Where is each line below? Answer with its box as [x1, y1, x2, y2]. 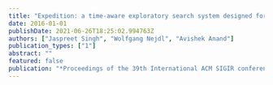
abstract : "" [8, 49, 53, 57]
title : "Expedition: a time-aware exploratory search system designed [8, 11, 253, 20]
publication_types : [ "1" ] [8, 42, 96, 50]
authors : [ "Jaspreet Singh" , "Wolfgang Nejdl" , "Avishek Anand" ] [8, 34, 234, 43]
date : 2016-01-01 [8, 19, 67, 28]
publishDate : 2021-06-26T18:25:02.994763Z [8, 27, 154, 35]
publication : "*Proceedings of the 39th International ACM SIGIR [8, 65, 234, 73]
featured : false [8, 57, 63, 66]
